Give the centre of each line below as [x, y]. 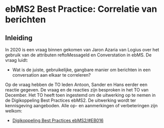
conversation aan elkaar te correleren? [52, 75]
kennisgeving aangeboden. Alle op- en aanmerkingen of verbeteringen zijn [82, 106]
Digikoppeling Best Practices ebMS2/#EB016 [58, 120]
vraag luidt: [17, 60]
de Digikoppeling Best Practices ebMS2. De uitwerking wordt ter [71, 100]
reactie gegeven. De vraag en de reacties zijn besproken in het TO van [77, 90]
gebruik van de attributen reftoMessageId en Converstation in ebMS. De [78, 55]
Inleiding [19, 38]
